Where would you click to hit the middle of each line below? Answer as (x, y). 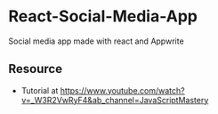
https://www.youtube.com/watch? (122, 90)
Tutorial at (40, 90)
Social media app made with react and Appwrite (96, 41)
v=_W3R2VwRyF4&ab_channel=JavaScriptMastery (115, 100)
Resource (36, 69)
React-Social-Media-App (103, 16)
